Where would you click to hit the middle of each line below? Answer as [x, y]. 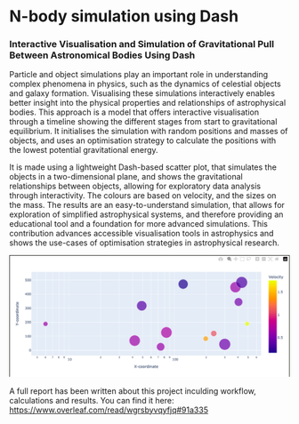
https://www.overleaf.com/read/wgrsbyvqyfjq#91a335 [109, 410]
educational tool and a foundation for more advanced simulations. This [139, 224]
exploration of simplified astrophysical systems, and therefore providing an [146, 214]
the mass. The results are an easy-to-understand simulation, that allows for [147, 205]
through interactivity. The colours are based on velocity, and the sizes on [143, 196]
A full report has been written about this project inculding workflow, [133, 391]
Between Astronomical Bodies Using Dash [102, 55]
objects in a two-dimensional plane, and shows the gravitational [126, 177]
